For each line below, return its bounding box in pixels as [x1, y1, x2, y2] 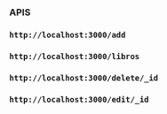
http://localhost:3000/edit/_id [9, 95, 149, 104]
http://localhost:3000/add [9, 29, 126, 40]
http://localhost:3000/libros [9, 51, 140, 61]
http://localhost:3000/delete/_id [9, 72, 158, 83]
